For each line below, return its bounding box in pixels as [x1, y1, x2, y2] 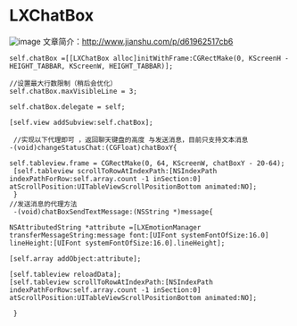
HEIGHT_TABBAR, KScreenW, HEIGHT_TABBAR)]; [9, 62, 174, 71]
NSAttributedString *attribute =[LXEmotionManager [9, 222, 202, 232]
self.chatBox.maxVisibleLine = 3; [9, 87, 138, 96]
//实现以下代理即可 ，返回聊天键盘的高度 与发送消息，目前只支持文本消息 [12, 135, 249, 144]
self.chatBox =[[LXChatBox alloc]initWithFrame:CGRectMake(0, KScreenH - [9, 54, 290, 63]
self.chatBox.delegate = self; [9, 102, 126, 112]
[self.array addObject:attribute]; [9, 254, 142, 263]
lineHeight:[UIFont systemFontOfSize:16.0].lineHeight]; [9, 238, 226, 247]
